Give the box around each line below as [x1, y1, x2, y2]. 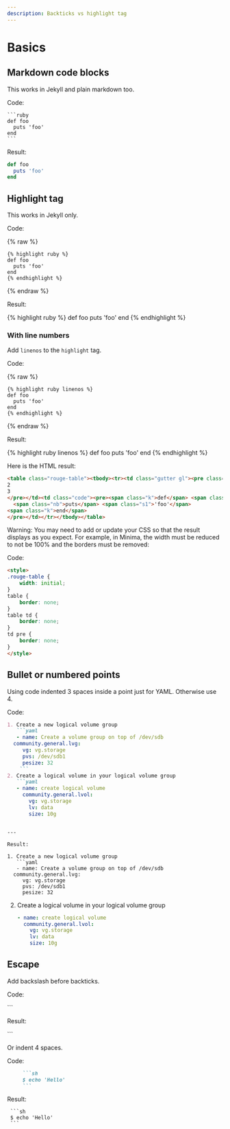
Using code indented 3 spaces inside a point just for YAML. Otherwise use [7, 687, 217, 695]
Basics [7, 39, 47, 55]
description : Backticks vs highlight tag [7, 10, 127, 17]
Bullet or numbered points [7, 669, 120, 681]
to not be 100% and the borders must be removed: [7, 540, 149, 549]
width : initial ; [19, 580, 66, 587]
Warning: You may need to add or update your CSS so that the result [7, 526, 201, 534]
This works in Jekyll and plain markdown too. [7, 85, 135, 93]
